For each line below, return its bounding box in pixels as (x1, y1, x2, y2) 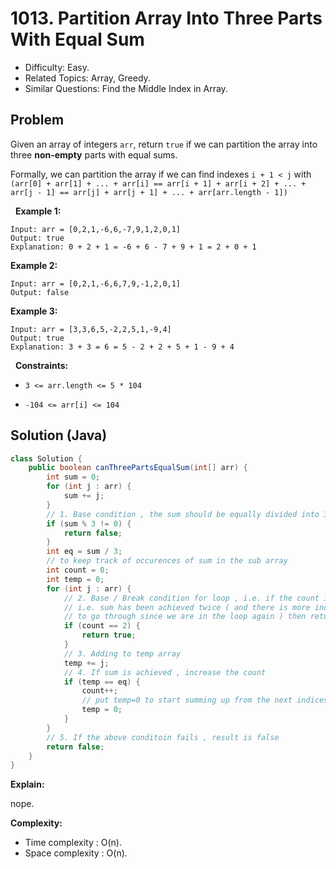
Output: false (10, 287, 70, 297)
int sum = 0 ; (46, 472, 101, 482)
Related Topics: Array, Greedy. (24, 72, 151, 84)
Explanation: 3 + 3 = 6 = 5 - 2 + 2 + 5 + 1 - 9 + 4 (10, 342, 235, 352)
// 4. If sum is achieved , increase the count (63, 667, 267, 677)
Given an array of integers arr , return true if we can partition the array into (10, 138, 318, 150)
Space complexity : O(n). (24, 847, 128, 859)
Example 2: (10, 259, 58, 271)
